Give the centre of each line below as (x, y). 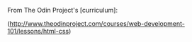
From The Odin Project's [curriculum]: (63, 10)
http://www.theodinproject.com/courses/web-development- (97, 23)
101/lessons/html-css (38, 31)
